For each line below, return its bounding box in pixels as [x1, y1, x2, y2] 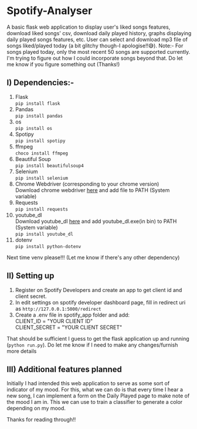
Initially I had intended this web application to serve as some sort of [6, 380, 170, 387]
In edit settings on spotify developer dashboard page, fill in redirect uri [15, 298, 186, 306]
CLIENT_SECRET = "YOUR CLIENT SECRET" [15, 324, 123, 331]
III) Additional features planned [6, 364, 123, 374]
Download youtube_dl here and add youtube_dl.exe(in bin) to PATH [15, 218, 177, 225]
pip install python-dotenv [15, 243, 81, 249]
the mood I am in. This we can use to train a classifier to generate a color [6, 399, 183, 406]
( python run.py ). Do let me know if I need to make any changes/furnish [6, 341, 178, 348]
